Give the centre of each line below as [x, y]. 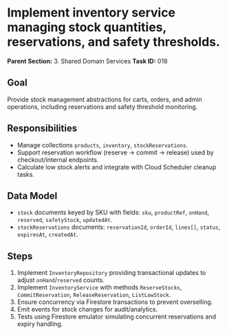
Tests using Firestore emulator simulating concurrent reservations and [117, 317]
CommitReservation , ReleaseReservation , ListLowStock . [94, 295]
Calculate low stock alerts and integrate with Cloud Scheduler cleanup [117, 167]
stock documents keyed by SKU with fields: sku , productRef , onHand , [113, 212]
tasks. [25, 174]
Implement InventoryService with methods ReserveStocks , [99, 287]
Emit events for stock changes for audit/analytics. [87, 309]
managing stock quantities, [87, 27]
